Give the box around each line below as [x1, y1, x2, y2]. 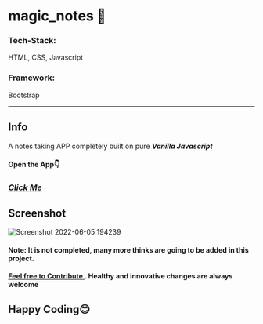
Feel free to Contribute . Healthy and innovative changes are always [8, 271, 233, 281]
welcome [8, 280, 39, 289]
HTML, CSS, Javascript [8, 53, 84, 62]
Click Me [8, 182, 42, 193]
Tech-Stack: [8, 35, 56, 46]
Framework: [8, 72, 56, 83]
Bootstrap [8, 90, 41, 100]
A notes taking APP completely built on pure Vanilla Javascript [8, 141, 213, 151]
